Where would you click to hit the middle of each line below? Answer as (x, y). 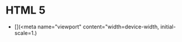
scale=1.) (26, 33)
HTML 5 (26, 10)
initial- (168, 27)
